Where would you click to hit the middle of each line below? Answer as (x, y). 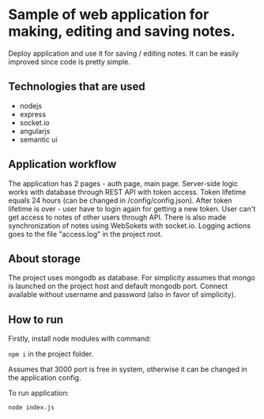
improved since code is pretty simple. (69, 62)
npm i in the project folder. (51, 354)
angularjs (35, 131)
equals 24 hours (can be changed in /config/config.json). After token (120, 200)
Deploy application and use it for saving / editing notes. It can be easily (124, 53)
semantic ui (38, 139)
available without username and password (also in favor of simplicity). (122, 295)
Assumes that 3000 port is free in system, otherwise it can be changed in (128, 369)
